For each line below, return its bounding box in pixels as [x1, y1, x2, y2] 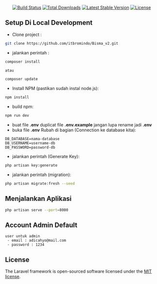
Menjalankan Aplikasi [5, 195, 72, 203]
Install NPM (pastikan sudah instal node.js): [12, 86, 99, 91]
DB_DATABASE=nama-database [5, 137, 60, 142]
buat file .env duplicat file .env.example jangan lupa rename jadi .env [12, 122, 152, 128]
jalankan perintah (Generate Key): [12, 154, 80, 160]
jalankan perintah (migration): [12, 172, 71, 177]
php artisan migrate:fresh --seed [5, 181, 75, 186]
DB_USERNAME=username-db [5, 141, 55, 146]
